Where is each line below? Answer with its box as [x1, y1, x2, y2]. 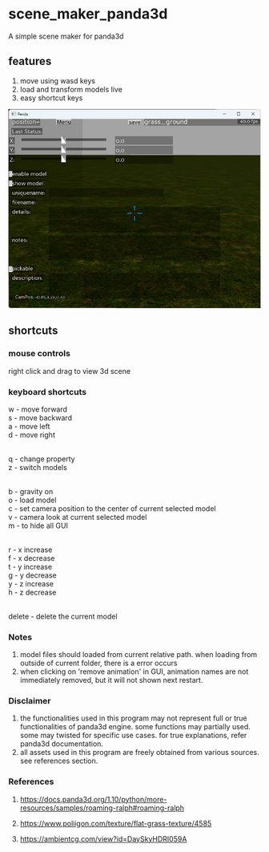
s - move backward [8, 412, 72, 422]
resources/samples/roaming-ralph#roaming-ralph [19, 803, 185, 813]
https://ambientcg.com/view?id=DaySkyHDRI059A [19, 834, 187, 843]
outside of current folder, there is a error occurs [19, 659, 178, 668]
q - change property [8, 454, 75, 464]
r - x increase [8, 545, 53, 554]
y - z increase [8, 578, 54, 588]
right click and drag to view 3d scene [8, 366, 130, 375]
